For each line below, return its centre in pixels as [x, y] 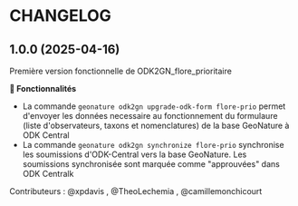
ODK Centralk [48, 174]
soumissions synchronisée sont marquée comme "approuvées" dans [151, 164]
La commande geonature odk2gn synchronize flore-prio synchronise [153, 145]
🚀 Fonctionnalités [43, 88]
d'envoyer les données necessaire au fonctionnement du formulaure [150, 116]
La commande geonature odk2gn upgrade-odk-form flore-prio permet [154, 106]
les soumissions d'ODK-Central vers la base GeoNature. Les [135, 154]
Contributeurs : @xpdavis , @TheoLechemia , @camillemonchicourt [136, 191]
